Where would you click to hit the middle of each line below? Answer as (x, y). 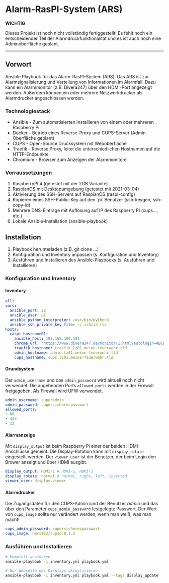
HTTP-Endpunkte (30, 154)
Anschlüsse (17, 452)
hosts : (12, 329)
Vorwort (18, 64)
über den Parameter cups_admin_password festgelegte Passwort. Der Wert (81, 509)
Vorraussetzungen (29, 173)
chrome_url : (27, 343)
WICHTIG (15, 23)
